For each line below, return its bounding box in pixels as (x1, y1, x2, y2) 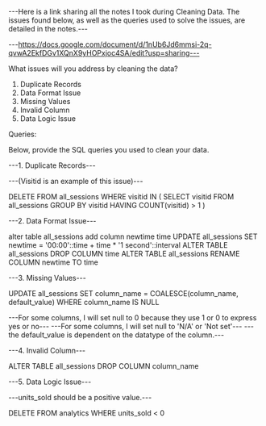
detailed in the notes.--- (8, 24, 89, 33)
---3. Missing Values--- (8, 274, 86, 282)
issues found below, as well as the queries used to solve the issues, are (8, 15, 246, 25)
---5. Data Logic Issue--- (8, 377, 92, 386)
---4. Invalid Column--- (8, 346, 86, 355)
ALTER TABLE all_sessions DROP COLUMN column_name (8, 361, 199, 370)
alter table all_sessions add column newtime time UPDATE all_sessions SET (8, 232, 258, 241)
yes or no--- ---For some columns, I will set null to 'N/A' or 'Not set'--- (8, 322, 243, 331)
